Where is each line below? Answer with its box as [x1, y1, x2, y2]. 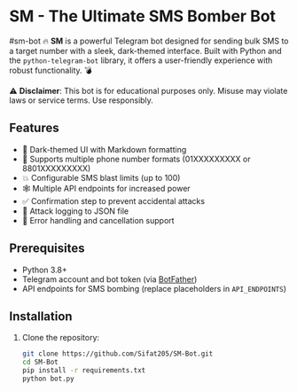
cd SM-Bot [21, 357, 59, 367]
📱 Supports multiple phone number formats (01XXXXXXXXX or [21, 153, 251, 164]
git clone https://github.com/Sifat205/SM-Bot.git [21, 349, 214, 358]
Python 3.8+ [21, 264, 68, 275]
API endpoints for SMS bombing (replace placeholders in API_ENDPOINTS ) [21, 283, 286, 294]
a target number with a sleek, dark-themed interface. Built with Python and [9, 45, 282, 56]
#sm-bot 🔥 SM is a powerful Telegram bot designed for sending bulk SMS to [9, 35, 290, 46]
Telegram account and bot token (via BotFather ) [21, 273, 198, 285]
